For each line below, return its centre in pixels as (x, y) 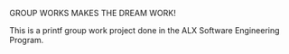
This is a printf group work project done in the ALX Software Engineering (144, 30)
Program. (27, 40)
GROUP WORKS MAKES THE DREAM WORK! (93, 13)
